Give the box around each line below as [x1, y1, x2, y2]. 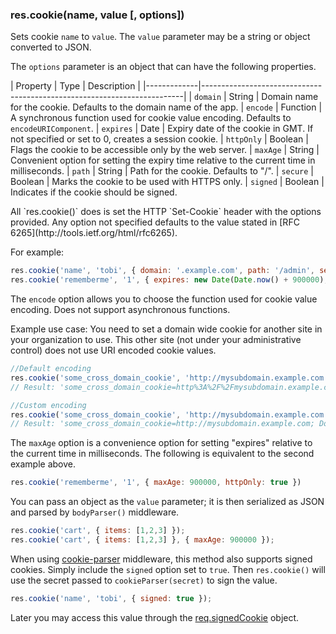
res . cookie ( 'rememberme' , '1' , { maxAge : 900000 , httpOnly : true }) [10, 478, 302, 488]
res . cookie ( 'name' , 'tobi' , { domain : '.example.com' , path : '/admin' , [10, 266, 315, 276]
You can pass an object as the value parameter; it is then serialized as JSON [10, 496, 325, 508]
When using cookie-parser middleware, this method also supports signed [10, 553, 313, 565]
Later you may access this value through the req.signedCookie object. [10, 611, 300, 623]
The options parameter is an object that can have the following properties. [10, 61, 317, 73]
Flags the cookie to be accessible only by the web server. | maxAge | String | [10, 144, 320, 156]
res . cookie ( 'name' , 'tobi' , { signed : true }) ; [10, 593, 213, 603]
